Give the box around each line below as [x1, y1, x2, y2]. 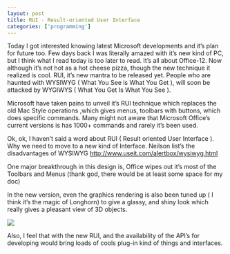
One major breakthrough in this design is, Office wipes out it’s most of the [7, 163, 217, 171]
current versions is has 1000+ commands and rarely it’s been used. [7, 121, 198, 130]
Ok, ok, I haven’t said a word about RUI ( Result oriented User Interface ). [7, 135, 214, 143]
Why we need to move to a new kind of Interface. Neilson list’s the [7, 142, 195, 150]
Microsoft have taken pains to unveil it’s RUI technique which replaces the [7, 99, 217, 108]
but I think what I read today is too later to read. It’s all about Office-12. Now [7, 57, 222, 65]
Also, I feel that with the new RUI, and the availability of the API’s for [7, 232, 200, 240]
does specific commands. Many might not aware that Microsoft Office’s [7, 114, 211, 122]
